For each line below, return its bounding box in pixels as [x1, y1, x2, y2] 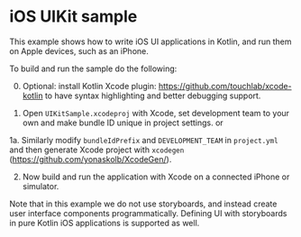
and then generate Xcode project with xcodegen [9, 144, 185, 155]
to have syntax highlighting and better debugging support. [44, 90, 261, 101]
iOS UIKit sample [9, 6, 138, 27]
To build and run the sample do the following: [9, 63, 178, 74]
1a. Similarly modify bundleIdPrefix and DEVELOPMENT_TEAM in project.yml [9, 134, 278, 145]
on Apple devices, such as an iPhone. [9, 45, 149, 56]
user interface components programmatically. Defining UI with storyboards [9, 207, 287, 218]
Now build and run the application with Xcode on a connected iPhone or [22, 171, 290, 182]
